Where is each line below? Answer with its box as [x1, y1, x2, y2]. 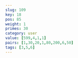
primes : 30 [5, 26, 28, 31]
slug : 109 [5, 7, 26, 13]
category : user [5, 31, 37, 36]
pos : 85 [5, 17, 22, 22]
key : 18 [5, 12, 22, 17]
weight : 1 [5, 21, 26, 27]
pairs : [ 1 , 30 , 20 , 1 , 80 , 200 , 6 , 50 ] [5, 40, 73, 45]
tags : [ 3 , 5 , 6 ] [5, 45, 35, 50]
